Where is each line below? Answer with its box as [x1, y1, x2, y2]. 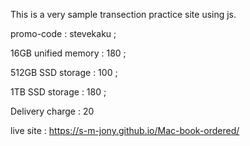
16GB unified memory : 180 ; [10, 47, 127, 59]
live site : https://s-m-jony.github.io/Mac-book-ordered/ [10, 125, 240, 136]
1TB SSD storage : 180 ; [10, 86, 107, 98]
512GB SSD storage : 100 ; [10, 67, 118, 78]
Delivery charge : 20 [10, 105, 95, 117]
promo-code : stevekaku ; [10, 28, 117, 39]
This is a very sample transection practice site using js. [10, 9, 237, 20]
